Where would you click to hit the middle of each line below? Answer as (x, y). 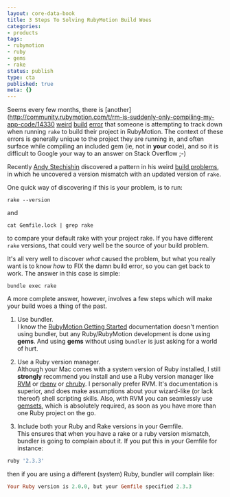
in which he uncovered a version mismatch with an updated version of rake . (114, 174)
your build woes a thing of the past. (57, 306)
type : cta (21, 77)
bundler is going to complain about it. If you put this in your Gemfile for (117, 441)
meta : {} (20, 90)
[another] (118, 110)
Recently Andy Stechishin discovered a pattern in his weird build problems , (113, 167)
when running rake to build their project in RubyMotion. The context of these (115, 132)
